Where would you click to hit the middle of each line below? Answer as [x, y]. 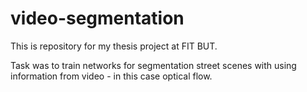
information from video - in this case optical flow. [111, 76]
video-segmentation [97, 18]
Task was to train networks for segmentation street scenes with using [153, 65]
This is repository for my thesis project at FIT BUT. [114, 46]
